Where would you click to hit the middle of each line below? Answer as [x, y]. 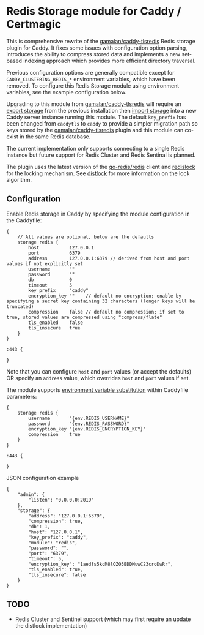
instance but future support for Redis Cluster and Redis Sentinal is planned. [101, 155]
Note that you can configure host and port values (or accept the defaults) [99, 371]
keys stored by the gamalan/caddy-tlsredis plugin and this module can [95, 130]
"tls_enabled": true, [56, 569]
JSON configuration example [43, 478]
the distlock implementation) [51, 625]
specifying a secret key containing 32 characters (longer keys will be [101, 301]
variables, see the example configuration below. [67, 92]
